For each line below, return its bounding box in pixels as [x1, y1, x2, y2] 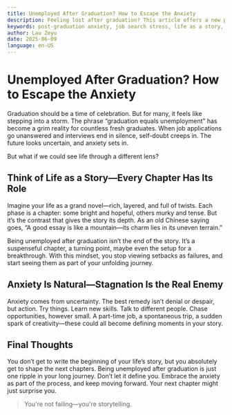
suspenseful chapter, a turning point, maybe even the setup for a [7, 244, 192, 252]
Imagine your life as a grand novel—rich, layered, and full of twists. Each [7, 201, 213, 209]
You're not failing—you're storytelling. [23, 400, 133, 408]
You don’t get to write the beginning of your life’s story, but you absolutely [7, 357, 217, 366]
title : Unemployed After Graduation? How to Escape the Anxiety [7, 10, 196, 17]
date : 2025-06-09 [7, 36, 57, 43]
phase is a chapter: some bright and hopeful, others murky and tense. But [7, 209, 217, 217]
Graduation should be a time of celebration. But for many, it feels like [7, 109, 202, 117]
